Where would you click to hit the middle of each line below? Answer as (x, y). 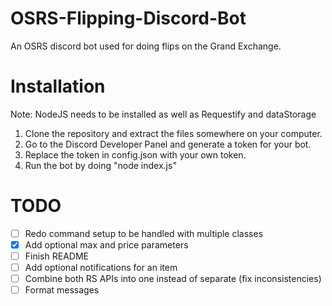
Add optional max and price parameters (106, 244)
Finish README (56, 256)
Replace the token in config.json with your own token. (135, 154)
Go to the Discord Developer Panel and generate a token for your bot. (168, 144)
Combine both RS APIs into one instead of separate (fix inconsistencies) (173, 279)
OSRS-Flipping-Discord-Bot (128, 18)
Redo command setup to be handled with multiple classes (144, 233)
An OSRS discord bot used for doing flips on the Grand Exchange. (146, 46)
